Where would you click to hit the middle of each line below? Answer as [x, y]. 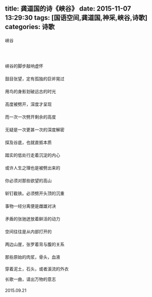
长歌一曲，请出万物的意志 [30, 279]
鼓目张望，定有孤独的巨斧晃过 [35, 79]
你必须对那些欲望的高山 [28, 181]
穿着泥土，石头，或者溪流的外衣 [37, 269]
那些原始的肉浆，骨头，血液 [33, 257]
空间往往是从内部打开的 [28, 231]
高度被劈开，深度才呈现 [28, 104]
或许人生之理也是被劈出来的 [33, 168]
